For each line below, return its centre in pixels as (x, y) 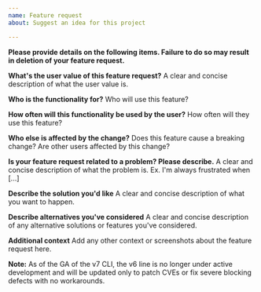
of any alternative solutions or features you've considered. (103, 225)
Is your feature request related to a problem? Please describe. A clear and (130, 161)
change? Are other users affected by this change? (89, 146)
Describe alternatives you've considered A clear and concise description (129, 217)
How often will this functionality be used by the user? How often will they (129, 114)
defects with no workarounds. (57, 280)
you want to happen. (41, 202)
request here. (30, 249)
